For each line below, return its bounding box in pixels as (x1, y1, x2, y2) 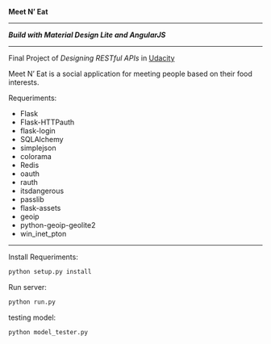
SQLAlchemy (19, 135, 64, 144)
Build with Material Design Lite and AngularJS (8, 30, 166, 40)
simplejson (19, 143, 56, 153)
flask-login (19, 126, 56, 136)
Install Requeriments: (8, 252, 78, 262)
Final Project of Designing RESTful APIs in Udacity (8, 53, 175, 63)
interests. (8, 78, 40, 87)
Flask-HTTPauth (19, 117, 75, 127)
